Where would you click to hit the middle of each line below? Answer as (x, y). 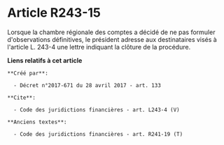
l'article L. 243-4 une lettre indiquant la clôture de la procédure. (99, 47)
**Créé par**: (28, 73)
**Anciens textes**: (37, 122)
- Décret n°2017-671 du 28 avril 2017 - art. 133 (87, 85)
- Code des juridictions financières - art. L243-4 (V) (97, 109)
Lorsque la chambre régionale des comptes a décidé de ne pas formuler (111, 32)
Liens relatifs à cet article (45, 60)
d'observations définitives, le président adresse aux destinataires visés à (112, 39)
